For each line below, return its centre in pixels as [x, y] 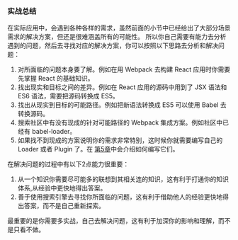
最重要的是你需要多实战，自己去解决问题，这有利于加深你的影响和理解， [113, 221]
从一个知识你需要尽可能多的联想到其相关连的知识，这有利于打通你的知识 [123, 179]
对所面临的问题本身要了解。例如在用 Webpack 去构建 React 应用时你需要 [124, 69]
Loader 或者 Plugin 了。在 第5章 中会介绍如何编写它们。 [98, 149]
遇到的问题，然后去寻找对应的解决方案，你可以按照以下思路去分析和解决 [113, 46]
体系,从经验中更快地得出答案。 [62, 188]
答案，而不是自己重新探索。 [64, 206]
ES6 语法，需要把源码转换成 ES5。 [68, 96]
